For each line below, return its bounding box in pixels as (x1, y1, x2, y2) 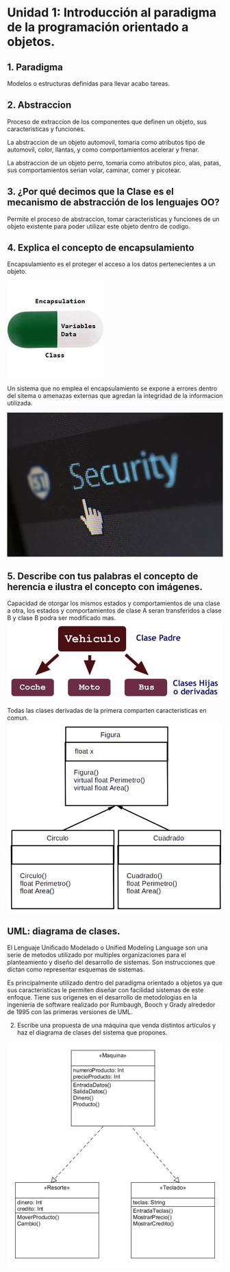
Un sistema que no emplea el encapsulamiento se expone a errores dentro (7, 384, 218, 392)
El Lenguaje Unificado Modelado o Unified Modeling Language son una (7, 943, 208, 952)
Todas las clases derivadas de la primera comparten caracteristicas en (7, 706, 207, 714)
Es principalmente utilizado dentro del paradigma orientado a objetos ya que (7, 978, 222, 987)
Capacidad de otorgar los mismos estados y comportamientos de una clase (7, 599, 220, 607)
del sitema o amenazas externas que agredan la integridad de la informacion (7, 392, 223, 400)
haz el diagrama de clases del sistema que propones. (16, 1028, 168, 1037)
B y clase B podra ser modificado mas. (7, 613, 116, 622)
